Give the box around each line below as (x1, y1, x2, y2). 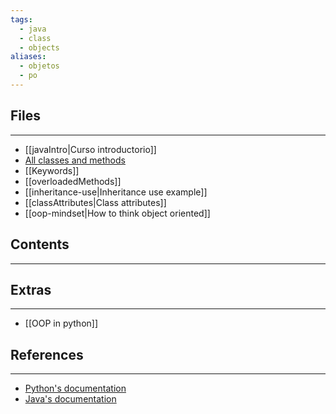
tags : (10, 14, 33, 25)
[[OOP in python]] (24, 317, 99, 330)
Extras (10, 281, 52, 298)
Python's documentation (24, 382, 127, 395)
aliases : (10, 52, 47, 62)
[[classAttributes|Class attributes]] (24, 196, 167, 208)
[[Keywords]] (24, 164, 80, 176)
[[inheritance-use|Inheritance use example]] (24, 186, 208, 198)
